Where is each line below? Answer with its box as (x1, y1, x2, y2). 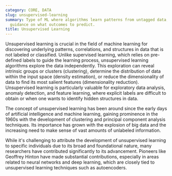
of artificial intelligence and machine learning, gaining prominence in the (5, 111, 158, 117)
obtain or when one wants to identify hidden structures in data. (5, 96, 139, 102)
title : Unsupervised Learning (5, 27, 70, 32)
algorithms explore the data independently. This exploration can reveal (5, 63, 155, 69)
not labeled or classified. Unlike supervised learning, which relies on (5, 52, 150, 58)
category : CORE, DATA (5, 7, 52, 13)
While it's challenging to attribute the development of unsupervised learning (5, 137, 166, 144)
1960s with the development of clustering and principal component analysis (5, 116, 166, 122)
